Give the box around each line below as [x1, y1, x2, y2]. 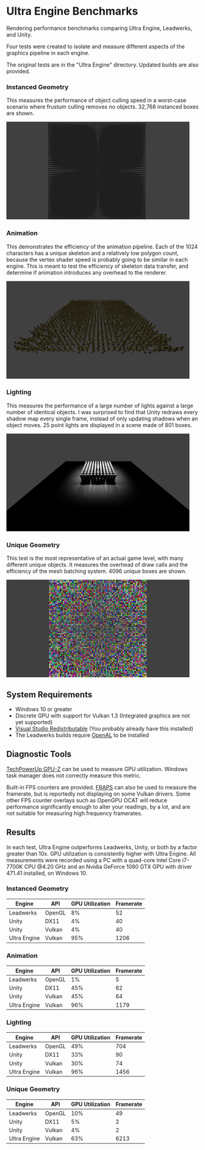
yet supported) [15, 718, 53, 725]
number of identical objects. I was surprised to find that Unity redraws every [6, 408, 198, 415]
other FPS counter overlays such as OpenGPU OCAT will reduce [6, 796, 168, 803]
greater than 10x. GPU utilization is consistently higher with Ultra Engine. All [6, 850, 196, 857]
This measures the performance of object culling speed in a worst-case [6, 96, 187, 104]
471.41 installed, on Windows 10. [6, 869, 87, 877]
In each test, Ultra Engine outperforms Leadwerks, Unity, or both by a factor [6, 843, 198, 850]
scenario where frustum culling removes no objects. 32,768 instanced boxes [6, 103, 199, 110]
